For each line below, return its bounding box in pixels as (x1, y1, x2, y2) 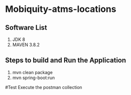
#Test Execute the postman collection (5, 84, 82, 90)
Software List (5, 23, 47, 32)
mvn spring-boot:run (12, 75, 55, 81)
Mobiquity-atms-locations (5, 3, 117, 15)
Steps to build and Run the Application (5, 56, 127, 65)
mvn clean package (12, 69, 53, 75)
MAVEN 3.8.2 (12, 42, 40, 48)
